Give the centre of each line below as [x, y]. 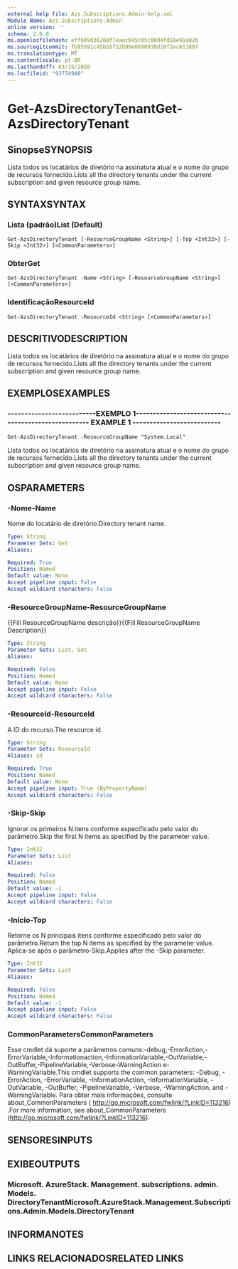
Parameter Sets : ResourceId [49, 749]
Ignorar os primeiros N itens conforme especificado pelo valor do [103, 828]
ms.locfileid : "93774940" [45, 73]
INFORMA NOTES [45, 1234]
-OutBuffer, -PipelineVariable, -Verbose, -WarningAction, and [134, 1088]
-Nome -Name [32, 508]
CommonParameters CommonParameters [81, 1034]
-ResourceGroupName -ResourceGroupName [87, 607]
